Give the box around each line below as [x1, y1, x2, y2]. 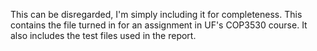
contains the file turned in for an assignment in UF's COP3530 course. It [10, 19, 308, 31]
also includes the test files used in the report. [10, 30, 197, 41]
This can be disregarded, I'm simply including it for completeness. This [10, 9, 303, 20]
